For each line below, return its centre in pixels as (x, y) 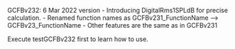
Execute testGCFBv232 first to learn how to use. (78, 39)
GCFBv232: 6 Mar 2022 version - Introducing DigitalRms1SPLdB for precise (118, 10)
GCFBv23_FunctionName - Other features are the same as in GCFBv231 (113, 25)
